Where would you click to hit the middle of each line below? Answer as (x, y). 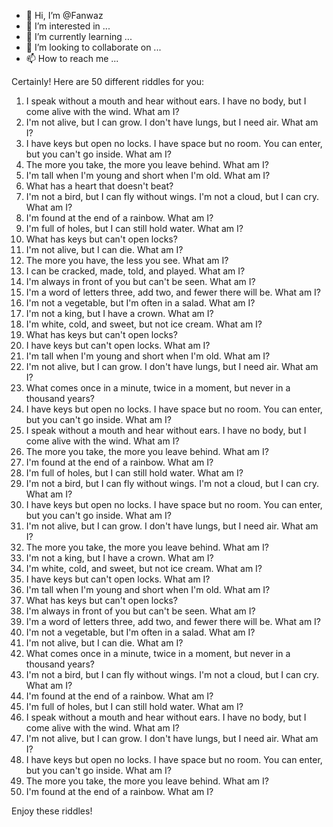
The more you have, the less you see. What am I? (127, 260)
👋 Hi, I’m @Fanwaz (64, 15)
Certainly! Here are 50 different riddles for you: (108, 81)
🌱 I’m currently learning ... (79, 36)
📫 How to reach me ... (72, 58)
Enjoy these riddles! (52, 811)
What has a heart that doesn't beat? (99, 186)
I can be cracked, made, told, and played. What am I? (135, 271)
